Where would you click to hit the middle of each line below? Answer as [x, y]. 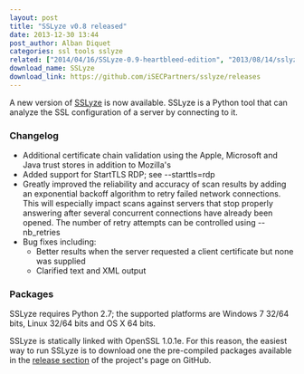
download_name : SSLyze [52, 69]
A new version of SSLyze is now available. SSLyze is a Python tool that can [148, 102]
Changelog [34, 135]
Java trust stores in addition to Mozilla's [97, 165]
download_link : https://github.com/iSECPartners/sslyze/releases [135, 77]
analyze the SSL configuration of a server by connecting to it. [123, 112]
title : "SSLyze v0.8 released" [68, 26]
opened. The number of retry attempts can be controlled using [139, 223]
